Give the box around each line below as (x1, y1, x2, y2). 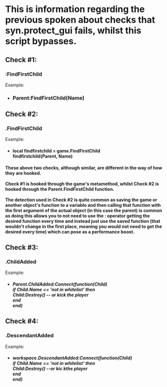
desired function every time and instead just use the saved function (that (5, 218, 160, 224)
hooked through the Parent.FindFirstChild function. (5, 186, 114, 192)
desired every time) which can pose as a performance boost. (5, 228, 135, 234)
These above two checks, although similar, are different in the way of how (5, 165, 162, 171)
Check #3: (5, 243, 39, 252)
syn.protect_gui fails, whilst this (5, 25, 141, 36)
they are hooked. (5, 170, 42, 176)
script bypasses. (5, 36, 77, 47)
